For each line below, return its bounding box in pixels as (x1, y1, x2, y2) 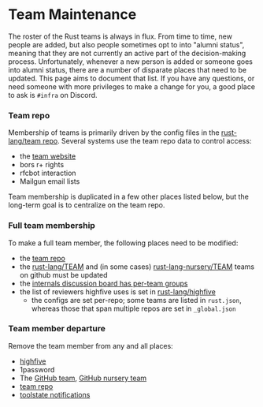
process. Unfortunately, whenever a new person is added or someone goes (8, 57, 254, 66)
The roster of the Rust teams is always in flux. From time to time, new (8, 32, 232, 41)
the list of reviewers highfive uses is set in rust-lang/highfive (19, 286, 217, 297)
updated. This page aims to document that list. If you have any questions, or (8, 73, 255, 83)
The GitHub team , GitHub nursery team (19, 373, 147, 383)
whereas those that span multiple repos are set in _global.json (31, 304, 236, 313)
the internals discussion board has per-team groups (19, 278, 188, 288)
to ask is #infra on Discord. (8, 90, 98, 99)
